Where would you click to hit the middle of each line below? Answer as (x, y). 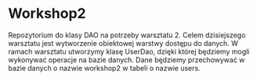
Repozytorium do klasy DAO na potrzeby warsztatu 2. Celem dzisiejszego (127, 35)
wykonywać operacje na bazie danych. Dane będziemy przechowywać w (127, 60)
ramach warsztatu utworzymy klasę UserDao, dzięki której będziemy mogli (129, 51)
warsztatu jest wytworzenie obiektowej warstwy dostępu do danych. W (123, 43)
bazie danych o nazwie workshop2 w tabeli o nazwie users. (105, 68)
